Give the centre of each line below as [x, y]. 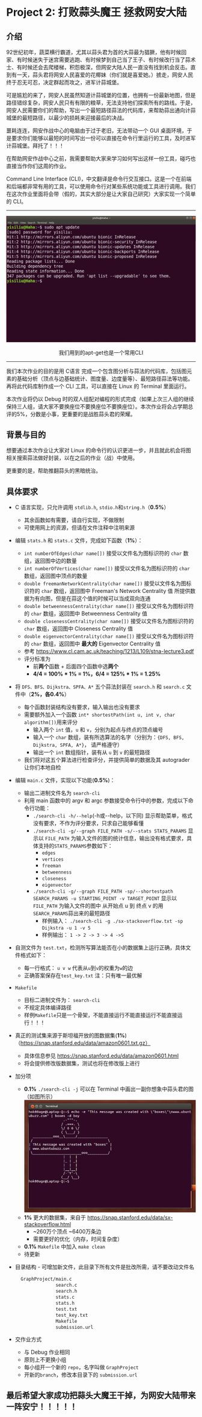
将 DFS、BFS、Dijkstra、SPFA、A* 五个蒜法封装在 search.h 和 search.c [100, 687]
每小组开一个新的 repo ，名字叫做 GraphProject [81, 1367]
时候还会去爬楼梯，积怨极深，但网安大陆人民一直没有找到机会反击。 [106, 67]
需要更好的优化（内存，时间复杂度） [78, 1239]
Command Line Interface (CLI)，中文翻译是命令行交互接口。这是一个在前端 [99, 179]
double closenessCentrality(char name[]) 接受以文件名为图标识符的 [109, 621]
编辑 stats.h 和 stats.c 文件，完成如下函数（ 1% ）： [79, 540]
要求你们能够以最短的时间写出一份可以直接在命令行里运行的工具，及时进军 [103, 138]
